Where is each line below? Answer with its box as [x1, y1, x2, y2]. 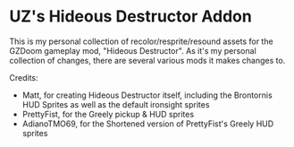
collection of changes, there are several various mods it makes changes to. [9, 55, 286, 65]
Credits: [9, 72, 38, 82]
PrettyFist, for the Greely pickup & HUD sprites [21, 108, 195, 119]
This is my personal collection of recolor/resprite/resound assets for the [9, 36, 274, 47]
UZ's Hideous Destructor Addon [9, 6, 252, 27]
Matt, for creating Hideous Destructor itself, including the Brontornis [21, 90, 273, 100]
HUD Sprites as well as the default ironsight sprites [21, 99, 210, 109]
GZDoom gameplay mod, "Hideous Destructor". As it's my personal [9, 45, 256, 56]
